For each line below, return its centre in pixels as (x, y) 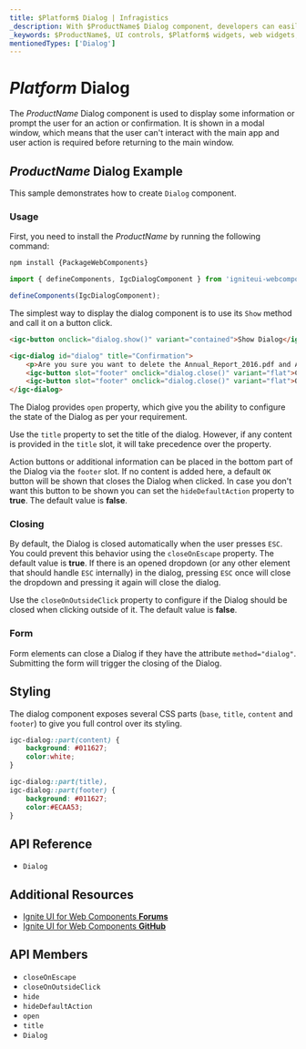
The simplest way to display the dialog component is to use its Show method (151, 313)
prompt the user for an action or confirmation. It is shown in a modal (137, 123)
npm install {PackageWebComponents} (79, 263)
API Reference (51, 844)
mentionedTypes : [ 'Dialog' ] (63, 43)
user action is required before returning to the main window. (122, 143)
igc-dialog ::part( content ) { (65, 740)
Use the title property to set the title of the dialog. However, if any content (151, 434)
